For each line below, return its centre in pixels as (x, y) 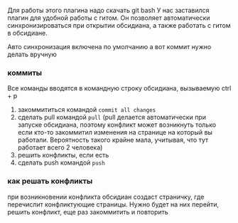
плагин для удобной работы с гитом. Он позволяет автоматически (109, 18)
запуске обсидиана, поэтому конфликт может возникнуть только (117, 125)
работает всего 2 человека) (60, 147)
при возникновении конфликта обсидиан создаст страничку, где (106, 197)
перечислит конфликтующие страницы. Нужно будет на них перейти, (113, 204)
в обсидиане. (27, 33)
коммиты (25, 73)
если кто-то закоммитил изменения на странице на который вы (115, 133)
